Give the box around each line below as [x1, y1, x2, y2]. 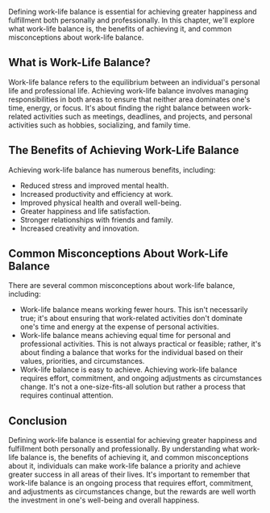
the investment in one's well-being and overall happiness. [8, 495, 200, 505]
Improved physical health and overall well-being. [19, 198, 182, 207]
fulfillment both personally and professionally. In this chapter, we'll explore [8, 15, 255, 25]
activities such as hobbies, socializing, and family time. [8, 120, 191, 130]
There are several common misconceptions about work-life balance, [8, 281, 235, 290]
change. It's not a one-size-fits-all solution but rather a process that [19, 382, 246, 392]
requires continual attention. [19, 390, 114, 400]
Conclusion [8, 414, 68, 427]
